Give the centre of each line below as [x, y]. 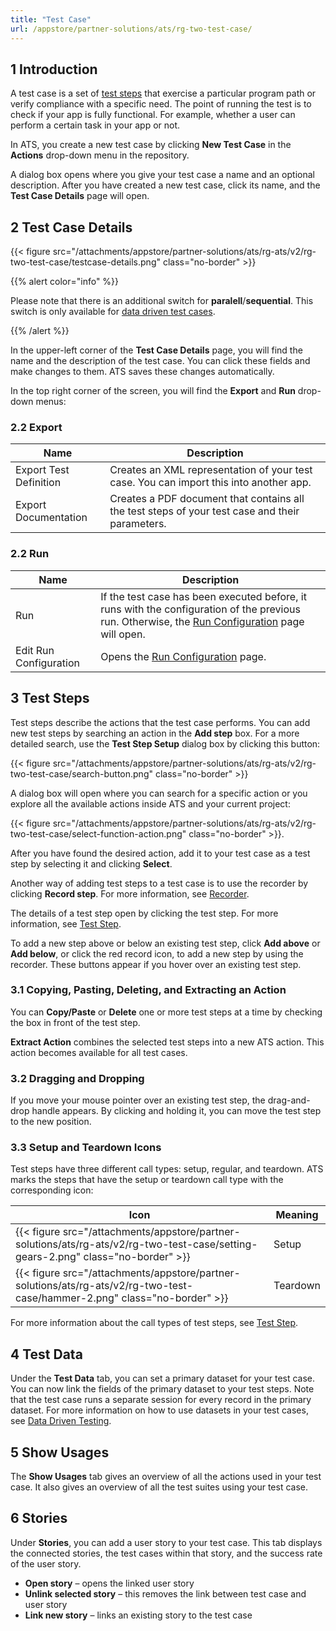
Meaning [297, 1215]
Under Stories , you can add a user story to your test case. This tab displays [166, 1542]
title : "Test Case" [51, 19]
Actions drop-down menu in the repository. [100, 155]
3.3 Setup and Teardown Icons [86, 1148]
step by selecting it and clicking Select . [91, 863]
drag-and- [289, 1100]
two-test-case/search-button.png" [81, 773]
